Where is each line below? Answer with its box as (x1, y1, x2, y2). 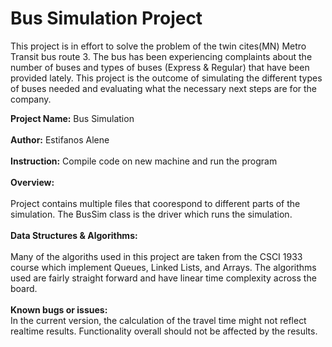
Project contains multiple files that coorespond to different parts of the (10, 197, 301, 209)
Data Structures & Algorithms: (10, 229, 138, 241)
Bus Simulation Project (10, 7, 203, 30)
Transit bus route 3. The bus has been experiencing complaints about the (10, 50, 313, 62)
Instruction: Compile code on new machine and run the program (10, 155, 278, 167)
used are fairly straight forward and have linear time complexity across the (10, 272, 317, 284)
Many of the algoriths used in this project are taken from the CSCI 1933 (10, 250, 303, 262)
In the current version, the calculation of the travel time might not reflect (10, 314, 307, 326)
